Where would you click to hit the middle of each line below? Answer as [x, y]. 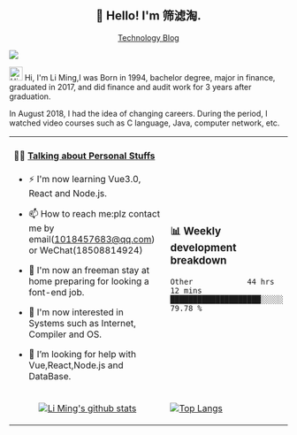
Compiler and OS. [65, 334]
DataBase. [50, 377]
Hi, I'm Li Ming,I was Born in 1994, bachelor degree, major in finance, [150, 77]
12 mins [186, 290]
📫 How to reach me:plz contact [95, 214]
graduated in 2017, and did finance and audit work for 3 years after [130, 87]
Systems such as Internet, [83, 324]
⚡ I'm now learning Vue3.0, [85, 179]
